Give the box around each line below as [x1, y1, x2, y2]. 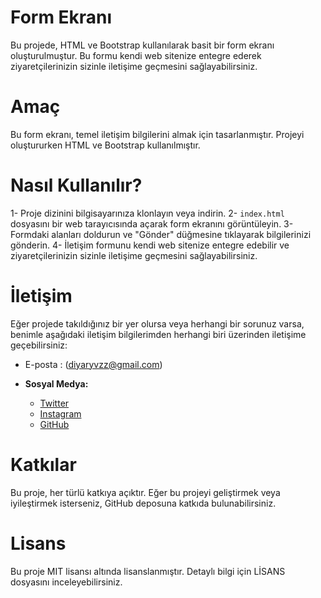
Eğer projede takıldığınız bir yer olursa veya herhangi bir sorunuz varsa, [10, 317, 305, 330]
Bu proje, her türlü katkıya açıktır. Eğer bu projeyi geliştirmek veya [10, 486, 281, 498]
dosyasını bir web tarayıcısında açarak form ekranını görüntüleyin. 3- [10, 217, 294, 230]
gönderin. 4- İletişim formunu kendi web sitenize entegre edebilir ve [10, 239, 290, 251]
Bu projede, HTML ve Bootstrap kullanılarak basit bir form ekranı [10, 39, 275, 51]
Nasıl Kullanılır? [10, 174, 143, 197]
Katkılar [10, 453, 77, 476]
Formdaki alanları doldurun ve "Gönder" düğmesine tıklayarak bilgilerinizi [10, 228, 312, 240]
